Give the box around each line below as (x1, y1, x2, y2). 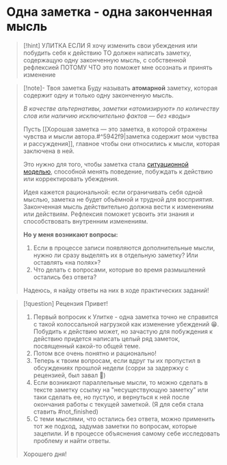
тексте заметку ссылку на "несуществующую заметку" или (33, 385, 209, 394)
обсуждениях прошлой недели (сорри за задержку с (33, 363, 189, 372)
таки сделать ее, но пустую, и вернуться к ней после (33, 392, 189, 401)
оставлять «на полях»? (33, 258, 101, 266)
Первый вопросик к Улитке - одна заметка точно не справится (33, 313, 219, 321)
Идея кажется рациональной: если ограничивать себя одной (23, 188, 203, 196)
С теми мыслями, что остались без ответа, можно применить (33, 414, 215, 422)
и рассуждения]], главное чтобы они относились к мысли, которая (23, 139, 220, 147)
